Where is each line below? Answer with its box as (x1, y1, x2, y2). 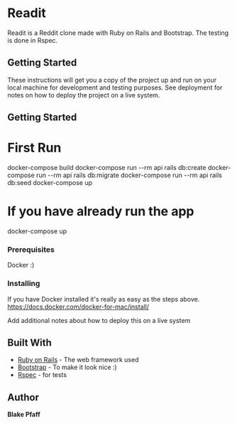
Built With (7, 336, 52, 349)
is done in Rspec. (7, 36, 58, 44)
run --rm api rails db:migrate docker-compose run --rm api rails (36, 171, 222, 179)
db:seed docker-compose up (7, 179, 93, 187)
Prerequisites (7, 244, 55, 254)
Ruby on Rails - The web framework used (17, 356, 139, 364)
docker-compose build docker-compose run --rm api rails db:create (7, 164, 206, 172)
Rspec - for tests (17, 371, 67, 379)
